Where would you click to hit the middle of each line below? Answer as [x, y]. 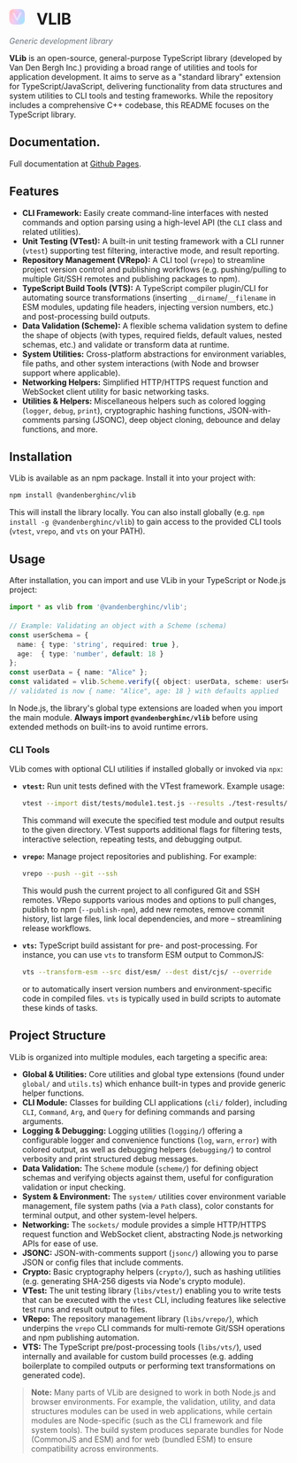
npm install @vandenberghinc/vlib [73, 496]
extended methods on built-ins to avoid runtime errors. [109, 727]
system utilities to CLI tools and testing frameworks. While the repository [141, 96]
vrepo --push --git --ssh [69, 874]
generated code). [53, 1374]
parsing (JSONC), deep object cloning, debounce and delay [171, 420]
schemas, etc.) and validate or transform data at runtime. [126, 344]
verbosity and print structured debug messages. [110, 1159]
